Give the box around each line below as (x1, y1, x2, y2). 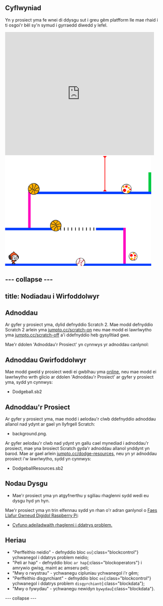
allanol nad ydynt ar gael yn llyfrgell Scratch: (5, 421, 95, 427)
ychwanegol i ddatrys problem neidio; (12, 554, 89, 560)
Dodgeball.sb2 (12, 389, 42, 395)
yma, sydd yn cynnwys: (5, 379, 53, 385)
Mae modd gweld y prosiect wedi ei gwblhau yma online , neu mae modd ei (5, 369, 157, 375)
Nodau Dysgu (5, 480, 48, 488)
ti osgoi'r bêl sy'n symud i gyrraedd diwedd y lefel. (5, 22, 108, 28)
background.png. (12, 431, 48, 437)
